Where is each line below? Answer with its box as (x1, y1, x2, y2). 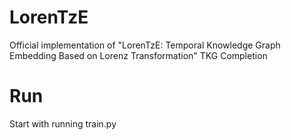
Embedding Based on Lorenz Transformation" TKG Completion (9, 49, 268, 61)
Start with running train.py (9, 117, 117, 130)
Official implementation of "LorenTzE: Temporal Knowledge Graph (9, 39, 281, 51)
